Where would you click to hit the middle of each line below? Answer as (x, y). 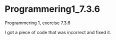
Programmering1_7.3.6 (52, 9)
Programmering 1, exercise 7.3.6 (37, 23)
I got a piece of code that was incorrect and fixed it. (58, 32)
